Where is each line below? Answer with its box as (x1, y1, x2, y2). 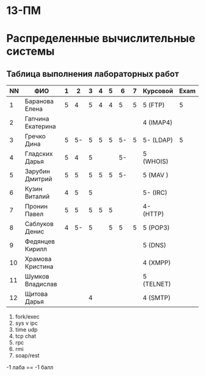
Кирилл (24, 245, 48, 254)
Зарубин (24, 167, 51, 176)
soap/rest (15, 352, 40, 360)
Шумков (24, 272, 50, 281)
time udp (15, 326, 38, 333)
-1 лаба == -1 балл (6, 364, 54, 371)
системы (6, 44, 55, 59)
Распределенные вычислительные (6, 32, 196, 46)
